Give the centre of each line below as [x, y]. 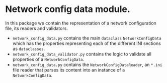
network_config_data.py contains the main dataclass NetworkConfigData [87, 38]
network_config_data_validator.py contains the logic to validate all [82, 54]
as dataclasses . [29, 48]
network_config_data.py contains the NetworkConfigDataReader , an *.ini [87, 64]
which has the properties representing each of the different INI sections [87, 43]
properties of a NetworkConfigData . [48, 59]
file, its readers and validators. [36, 28]
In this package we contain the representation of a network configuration [81, 23]
